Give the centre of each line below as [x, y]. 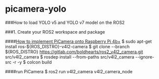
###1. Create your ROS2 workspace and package [55, 32]
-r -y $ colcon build [32, 62]
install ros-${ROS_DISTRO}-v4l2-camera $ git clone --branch [67, 46]
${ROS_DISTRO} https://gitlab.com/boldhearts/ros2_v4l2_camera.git [74, 52]
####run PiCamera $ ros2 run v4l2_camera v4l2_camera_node [69, 71]
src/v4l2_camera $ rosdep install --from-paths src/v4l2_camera [70, 57]
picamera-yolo [36, 9]
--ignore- [145, 57]
